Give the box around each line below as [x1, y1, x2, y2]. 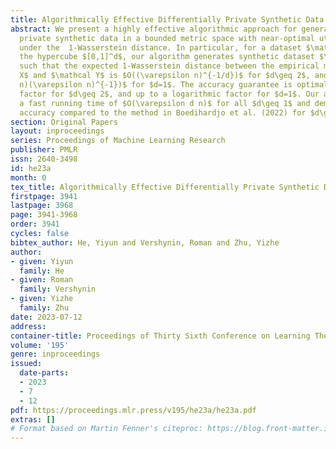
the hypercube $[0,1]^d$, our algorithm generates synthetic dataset [19, 52, 315, 62]
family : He [19, 266, 65, 276]
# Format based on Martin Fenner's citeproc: [10, 424, 203, 434]
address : [10, 321, 47, 331]
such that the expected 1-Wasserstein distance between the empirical [19, 61, 320, 71]
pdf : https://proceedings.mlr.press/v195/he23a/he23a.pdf [10, 405, 257, 415]
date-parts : [19, 368, 70, 378]
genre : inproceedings [10, 349, 101, 360]
